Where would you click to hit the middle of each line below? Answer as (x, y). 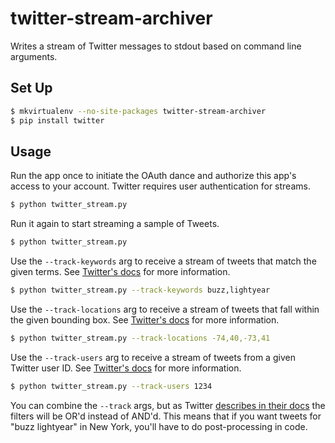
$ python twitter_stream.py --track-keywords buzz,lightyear (140, 290)
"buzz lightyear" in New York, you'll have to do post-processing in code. (159, 426)
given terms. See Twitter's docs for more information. (120, 272)
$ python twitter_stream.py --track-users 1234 (111, 386)
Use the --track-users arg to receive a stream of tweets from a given (153, 357)
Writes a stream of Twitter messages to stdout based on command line (156, 46)
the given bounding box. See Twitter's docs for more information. (145, 319)
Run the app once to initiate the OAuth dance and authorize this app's (153, 176)
